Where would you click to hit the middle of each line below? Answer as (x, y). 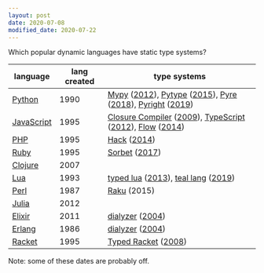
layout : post (29, 15)
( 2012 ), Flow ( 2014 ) (146, 127)
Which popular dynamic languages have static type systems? (107, 53)
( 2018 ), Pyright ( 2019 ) (150, 104)
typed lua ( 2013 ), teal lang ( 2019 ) (171, 178)
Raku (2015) (131, 191)
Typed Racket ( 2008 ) (147, 242)
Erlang (24, 229)
